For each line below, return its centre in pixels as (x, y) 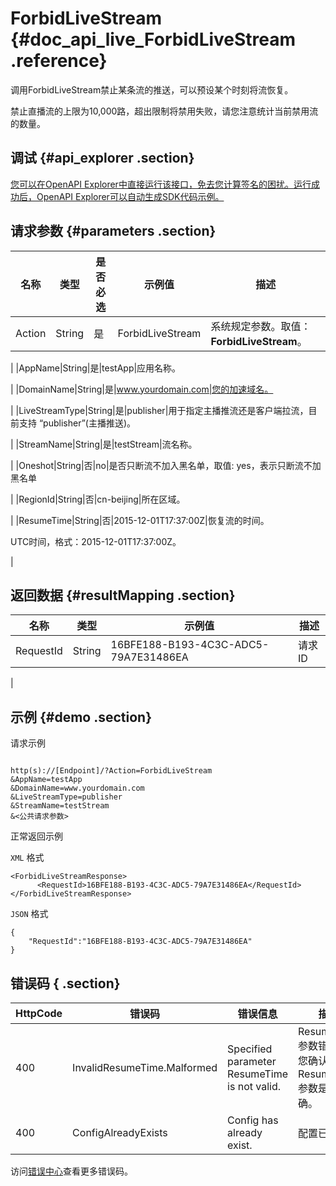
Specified (250, 1049)
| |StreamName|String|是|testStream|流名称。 (104, 444)
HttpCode (39, 1013)
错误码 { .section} (65, 983)
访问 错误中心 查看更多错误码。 (71, 1171)
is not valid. (254, 1086)
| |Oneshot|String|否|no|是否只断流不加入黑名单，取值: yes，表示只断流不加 (166, 465)
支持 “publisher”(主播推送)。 (77, 423)
